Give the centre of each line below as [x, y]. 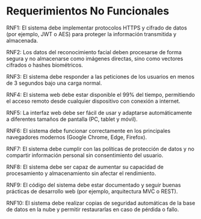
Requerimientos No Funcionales [88, 11]
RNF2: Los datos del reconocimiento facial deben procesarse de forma [94, 52]
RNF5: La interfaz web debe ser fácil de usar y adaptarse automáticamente [99, 113]
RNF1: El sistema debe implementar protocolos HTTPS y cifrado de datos [97, 28]
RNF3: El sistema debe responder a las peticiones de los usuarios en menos [100, 76]
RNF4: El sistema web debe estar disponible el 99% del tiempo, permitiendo [101, 94]
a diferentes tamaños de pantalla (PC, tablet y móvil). [72, 119]
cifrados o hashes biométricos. [45, 65]
